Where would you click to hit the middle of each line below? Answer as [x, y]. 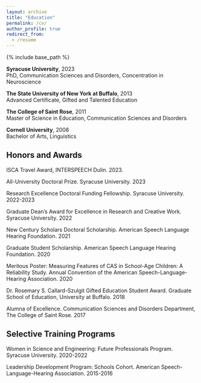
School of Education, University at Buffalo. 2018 [66, 296]
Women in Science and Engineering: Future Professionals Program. [90, 349]
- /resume [24, 40]
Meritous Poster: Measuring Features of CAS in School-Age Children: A [95, 266]
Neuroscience [24, 82]
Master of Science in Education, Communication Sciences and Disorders [97, 118]
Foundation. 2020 [28, 254]
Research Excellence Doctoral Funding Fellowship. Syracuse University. [95, 193]
